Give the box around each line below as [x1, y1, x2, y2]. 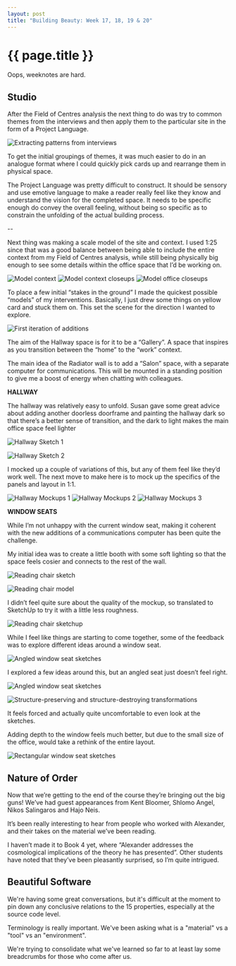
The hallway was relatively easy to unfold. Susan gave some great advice [7, 402, 221, 410]
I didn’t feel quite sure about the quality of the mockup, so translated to [7, 598, 213, 607]
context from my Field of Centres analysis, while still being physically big [7, 254, 218, 262]
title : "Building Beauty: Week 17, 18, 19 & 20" [7, 17, 153, 24]
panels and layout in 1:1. [7, 480, 76, 489]
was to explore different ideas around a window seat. [7, 640, 161, 650]
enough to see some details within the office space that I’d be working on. [7, 261, 222, 269]
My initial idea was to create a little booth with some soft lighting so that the [7, 550, 227, 559]
